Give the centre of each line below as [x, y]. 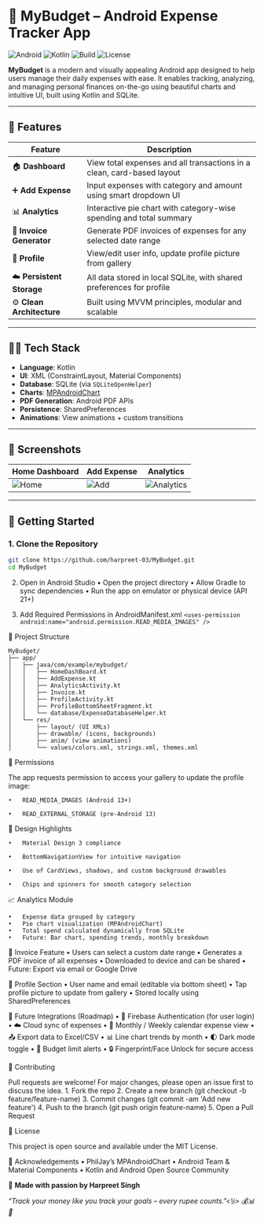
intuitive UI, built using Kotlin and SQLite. [74, 95]
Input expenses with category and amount [165, 185]
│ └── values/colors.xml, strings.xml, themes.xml [103, 748]
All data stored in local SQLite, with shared [165, 277]
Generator [31, 240]
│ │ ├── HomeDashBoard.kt [58, 672]
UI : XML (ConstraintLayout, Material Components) [101, 375]
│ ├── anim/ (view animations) [70, 741]
